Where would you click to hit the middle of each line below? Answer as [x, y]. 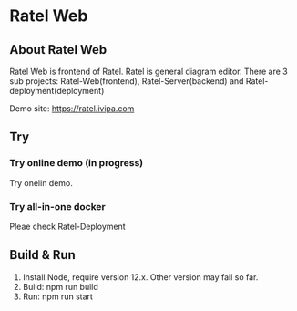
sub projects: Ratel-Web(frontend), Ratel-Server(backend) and [127, 81]
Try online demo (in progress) [77, 163]
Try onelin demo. [41, 182]
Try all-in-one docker [58, 206]
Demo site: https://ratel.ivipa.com [72, 109]
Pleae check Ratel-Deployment [67, 226]
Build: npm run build [60, 286]
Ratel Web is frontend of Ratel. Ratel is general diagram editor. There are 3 [149, 71]
